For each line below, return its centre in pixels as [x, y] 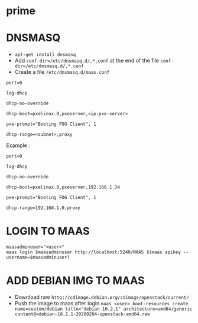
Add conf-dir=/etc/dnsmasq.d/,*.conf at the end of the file [87, 61]
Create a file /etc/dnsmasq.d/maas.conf [62, 72]
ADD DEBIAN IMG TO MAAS [75, 281]
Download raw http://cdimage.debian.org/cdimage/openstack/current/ [102, 297]
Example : [18, 145]
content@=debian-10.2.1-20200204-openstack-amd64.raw [82, 314]
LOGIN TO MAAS [48, 231]
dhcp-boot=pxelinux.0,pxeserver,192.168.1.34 [63, 187]
